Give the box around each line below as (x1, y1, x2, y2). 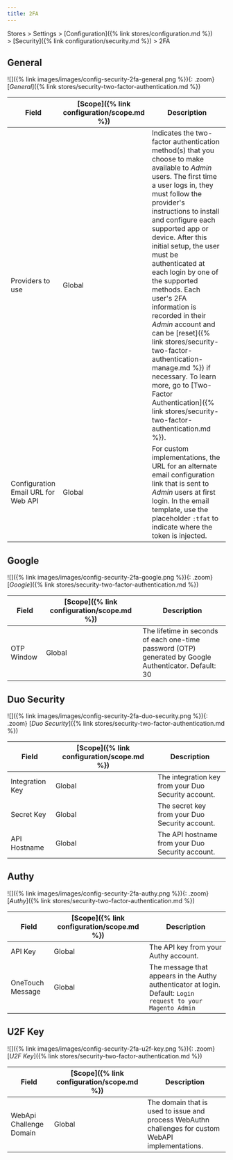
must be (151, 250, 179, 260)
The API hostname (157, 829, 218, 839)
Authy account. (148, 951, 199, 960)
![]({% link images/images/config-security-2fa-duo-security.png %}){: (7, 712, 208, 720)
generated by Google (141, 652, 212, 662)
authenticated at (151, 259, 205, 269)
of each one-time (141, 635, 200, 644)
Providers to (10, 276, 51, 286)
